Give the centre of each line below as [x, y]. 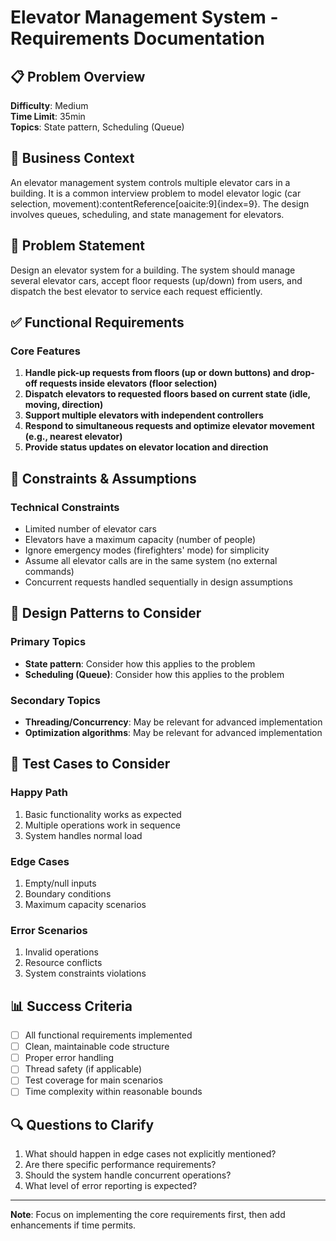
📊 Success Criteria [71, 1006]
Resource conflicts [63, 963]
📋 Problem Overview [78, 76]
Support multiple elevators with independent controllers [144, 415]
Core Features [45, 351]
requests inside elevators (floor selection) [128, 383]
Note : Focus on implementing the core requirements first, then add [148, 1215]
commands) [49, 571]
